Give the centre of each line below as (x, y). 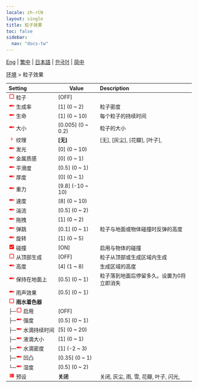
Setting (18, 88)
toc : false (19, 31)
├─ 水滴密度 (26, 348)
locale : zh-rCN (25, 12)
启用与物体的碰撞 (121, 248)
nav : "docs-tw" (30, 44)
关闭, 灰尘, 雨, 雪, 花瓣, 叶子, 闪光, (140, 376)
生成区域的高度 (118, 266)
